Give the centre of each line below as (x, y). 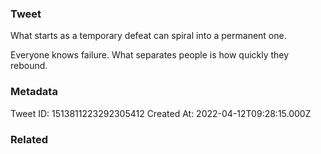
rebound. (29, 66)
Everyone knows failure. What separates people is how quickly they (150, 55)
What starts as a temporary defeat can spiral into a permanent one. (148, 36)
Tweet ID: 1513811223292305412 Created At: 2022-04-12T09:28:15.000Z (161, 113)
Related (29, 139)
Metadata (34, 92)
